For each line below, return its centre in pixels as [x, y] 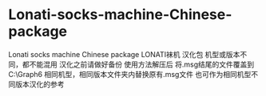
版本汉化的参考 [40, 84]
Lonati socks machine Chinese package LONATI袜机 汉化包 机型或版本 [124, 54]
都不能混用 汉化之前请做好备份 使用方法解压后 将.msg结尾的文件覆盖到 [138, 64]
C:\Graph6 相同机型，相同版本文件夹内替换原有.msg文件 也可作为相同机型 [130, 74]
